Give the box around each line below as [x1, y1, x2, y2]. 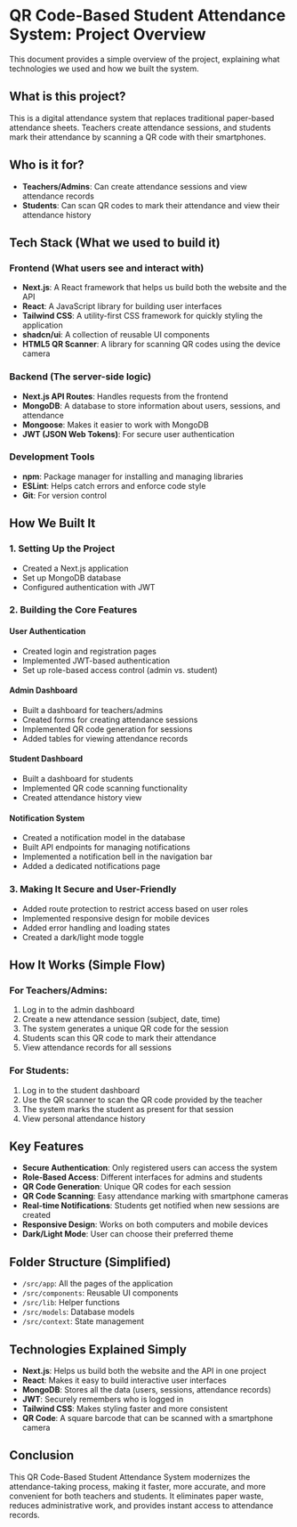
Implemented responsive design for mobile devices [21, 913, 211, 923]
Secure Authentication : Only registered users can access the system [21, 1163, 277, 1174]
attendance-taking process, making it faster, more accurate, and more [9, 1481, 267, 1491]
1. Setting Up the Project [9, 542, 116, 555]
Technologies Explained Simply [9, 1342, 187, 1357]
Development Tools [9, 451, 95, 463]
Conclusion [9, 1448, 75, 1463]
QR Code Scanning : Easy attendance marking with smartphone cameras [21, 1190, 289, 1202]
